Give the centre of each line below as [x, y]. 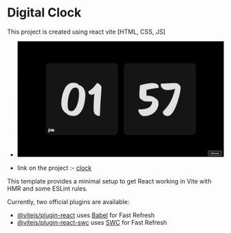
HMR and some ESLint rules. [47, 189]
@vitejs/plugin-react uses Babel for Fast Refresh [86, 215]
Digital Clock [44, 13]
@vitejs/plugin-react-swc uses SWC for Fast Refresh [92, 223]
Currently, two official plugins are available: [68, 202]
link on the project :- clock [54, 168]
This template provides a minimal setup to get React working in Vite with [109, 181]
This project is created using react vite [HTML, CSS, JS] [86, 32]
